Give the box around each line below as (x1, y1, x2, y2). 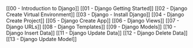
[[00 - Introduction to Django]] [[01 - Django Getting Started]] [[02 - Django (6, 5, 188, 12)
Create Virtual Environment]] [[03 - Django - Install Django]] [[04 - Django (6, 11, 184, 18)
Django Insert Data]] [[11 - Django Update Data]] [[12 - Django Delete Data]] (6, 29, 188, 36)
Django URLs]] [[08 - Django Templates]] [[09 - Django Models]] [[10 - (6, 23, 177, 30)
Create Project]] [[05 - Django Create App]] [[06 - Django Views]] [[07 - (6, 17, 180, 24)
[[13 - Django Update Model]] (6, 36, 77, 42)
